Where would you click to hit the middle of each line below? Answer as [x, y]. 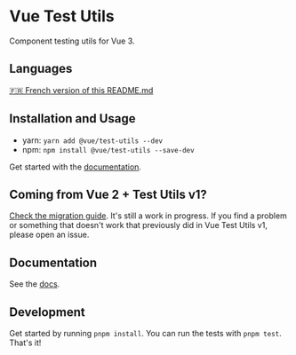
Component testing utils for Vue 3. [72, 41]
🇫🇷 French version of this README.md [81, 90]
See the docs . [35, 284]
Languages [41, 69]
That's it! [25, 343]
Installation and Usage [72, 118]
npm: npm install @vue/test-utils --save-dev [108, 149]
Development [48, 312]
